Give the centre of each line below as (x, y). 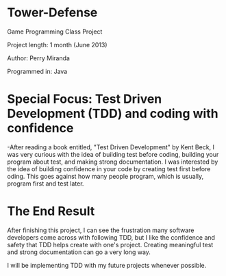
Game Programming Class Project (55, 32)
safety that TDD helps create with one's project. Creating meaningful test (110, 244)
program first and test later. (46, 184)
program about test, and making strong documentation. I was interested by (113, 162)
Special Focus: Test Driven (85, 99)
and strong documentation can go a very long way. (79, 252)
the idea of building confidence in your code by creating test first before (109, 168)
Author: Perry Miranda (39, 58)
